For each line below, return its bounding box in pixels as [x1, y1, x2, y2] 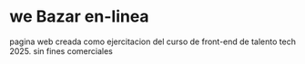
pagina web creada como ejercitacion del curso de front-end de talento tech [9, 36, 296, 47]
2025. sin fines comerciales [9, 45, 114, 56]
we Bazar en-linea [9, 6, 149, 27]
